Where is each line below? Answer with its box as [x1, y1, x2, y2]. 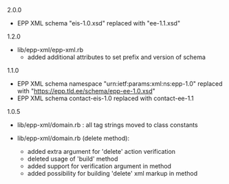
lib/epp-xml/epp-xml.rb [17, 46, 84, 54]
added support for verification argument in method [27, 162, 172, 170]
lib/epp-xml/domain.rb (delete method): [17, 134, 129, 142]
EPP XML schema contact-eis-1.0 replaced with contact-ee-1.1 [17, 94, 194, 102]
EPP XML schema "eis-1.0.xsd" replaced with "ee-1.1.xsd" [17, 19, 181, 27]
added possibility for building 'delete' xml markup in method [27, 170, 198, 177]
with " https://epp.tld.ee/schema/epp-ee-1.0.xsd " [17, 87, 156, 95]
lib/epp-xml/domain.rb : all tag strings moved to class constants [17, 121, 198, 129]
